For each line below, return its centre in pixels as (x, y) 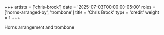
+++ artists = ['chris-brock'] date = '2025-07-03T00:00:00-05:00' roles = (80, 7)
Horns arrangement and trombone (40, 27)
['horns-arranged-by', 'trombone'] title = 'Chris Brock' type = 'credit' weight (82, 12)
